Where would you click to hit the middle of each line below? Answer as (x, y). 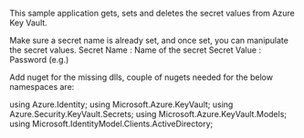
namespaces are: (42, 87)
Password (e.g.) (39, 59)
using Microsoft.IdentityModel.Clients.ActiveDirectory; (111, 123)
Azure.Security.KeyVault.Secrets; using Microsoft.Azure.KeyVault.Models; (148, 114)
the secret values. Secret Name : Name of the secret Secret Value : (136, 50)
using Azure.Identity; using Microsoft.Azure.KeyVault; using (121, 104)
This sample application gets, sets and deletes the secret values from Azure (152, 13)
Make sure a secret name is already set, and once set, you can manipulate (149, 40)
